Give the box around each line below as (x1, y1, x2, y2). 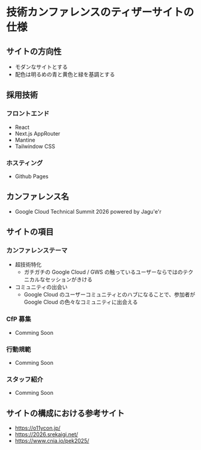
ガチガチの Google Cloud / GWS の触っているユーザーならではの (23, 268, 183, 276)
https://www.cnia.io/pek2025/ (14, 437, 89, 445)
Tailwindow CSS (14, 142, 55, 150)
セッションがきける (44, 276, 93, 283)
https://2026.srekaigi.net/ (14, 431, 79, 438)
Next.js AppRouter (14, 130, 61, 137)
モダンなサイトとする (14, 64, 68, 70)
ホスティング (6, 158, 43, 167)
